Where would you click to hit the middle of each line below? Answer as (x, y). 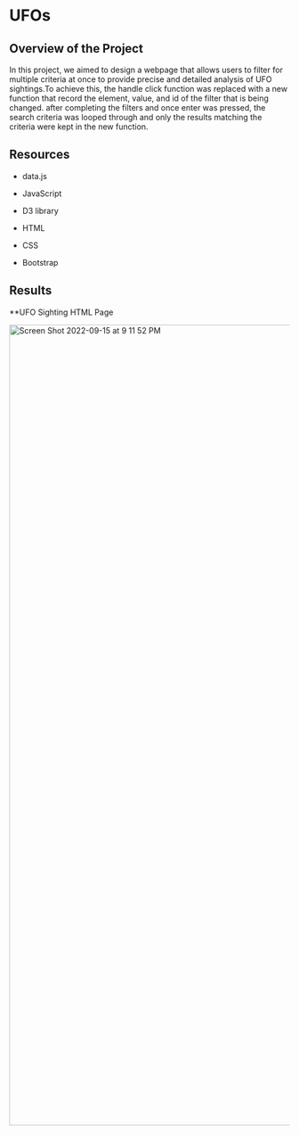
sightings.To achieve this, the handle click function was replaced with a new (148, 89)
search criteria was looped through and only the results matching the (136, 117)
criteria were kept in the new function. (79, 127)
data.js (34, 176)
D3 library (40, 210)
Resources (40, 155)
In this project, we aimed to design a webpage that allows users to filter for (146, 70)
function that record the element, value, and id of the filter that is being (139, 98)
